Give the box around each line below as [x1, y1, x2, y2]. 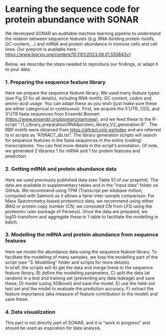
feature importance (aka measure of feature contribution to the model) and [5, 291, 158, 297]
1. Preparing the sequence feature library [5, 78, 106, 85]
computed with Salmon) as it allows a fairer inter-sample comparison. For [5, 192, 155, 199]
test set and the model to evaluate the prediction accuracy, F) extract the [5, 285, 154, 291]
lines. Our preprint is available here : [5, 46, 79, 52]
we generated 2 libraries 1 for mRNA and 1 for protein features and [5, 148, 140, 154]
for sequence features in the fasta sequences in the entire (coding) [5, 137, 142, 143]
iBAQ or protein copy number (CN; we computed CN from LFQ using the [5, 203, 153, 209]
